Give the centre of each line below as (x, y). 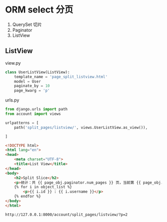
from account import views (33, 114)
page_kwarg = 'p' (32, 91)
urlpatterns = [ (22, 123)
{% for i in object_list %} (43, 187)
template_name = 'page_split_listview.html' (61, 77)
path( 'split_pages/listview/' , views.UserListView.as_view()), (81, 127)
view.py (13, 63)
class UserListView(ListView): (38, 72)
